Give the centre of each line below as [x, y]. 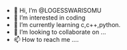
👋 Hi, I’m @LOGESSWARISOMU [57, 10]
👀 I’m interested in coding [50, 18]
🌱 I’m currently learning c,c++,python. [67, 25]
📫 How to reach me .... [46, 40]
